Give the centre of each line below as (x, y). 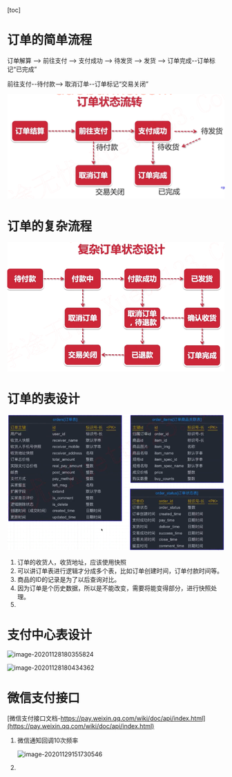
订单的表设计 (44, 399)
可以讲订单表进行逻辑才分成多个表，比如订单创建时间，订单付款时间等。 (120, 571)
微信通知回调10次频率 (48, 740)
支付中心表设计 (50, 635)
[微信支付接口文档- (34, 718)
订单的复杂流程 (50, 227)
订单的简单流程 (50, 40)
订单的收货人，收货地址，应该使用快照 (71, 563)
